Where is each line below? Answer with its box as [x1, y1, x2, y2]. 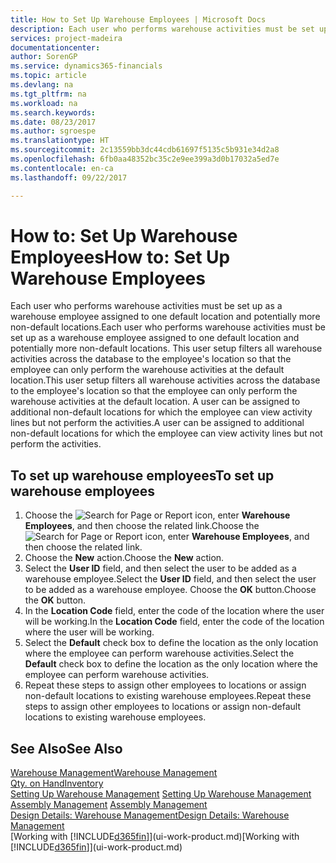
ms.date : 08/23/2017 [10, 117, 97, 127]
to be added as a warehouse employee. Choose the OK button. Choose [24, 584, 317, 596]
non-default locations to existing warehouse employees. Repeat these [24, 690, 312, 702]
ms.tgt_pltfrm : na [10, 89, 87, 99]
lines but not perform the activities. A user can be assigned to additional [10, 417, 305, 429]
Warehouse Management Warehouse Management [10, 767, 218, 779]
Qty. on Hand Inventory [10, 777, 104, 790]
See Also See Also [10, 740, 123, 757]
